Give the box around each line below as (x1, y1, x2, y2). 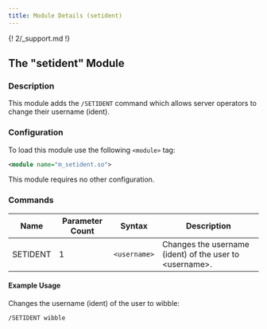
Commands (8, 194, 54, 206)
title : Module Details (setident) (8, 11, 123, 20)
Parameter (62, 215, 103, 226)
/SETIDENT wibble (8, 314, 66, 322)
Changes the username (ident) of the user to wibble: (8, 298, 180, 307)
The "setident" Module (8, 57, 125, 70)
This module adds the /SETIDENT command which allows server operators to (8, 99, 257, 108)
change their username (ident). (8, 107, 110, 116)
